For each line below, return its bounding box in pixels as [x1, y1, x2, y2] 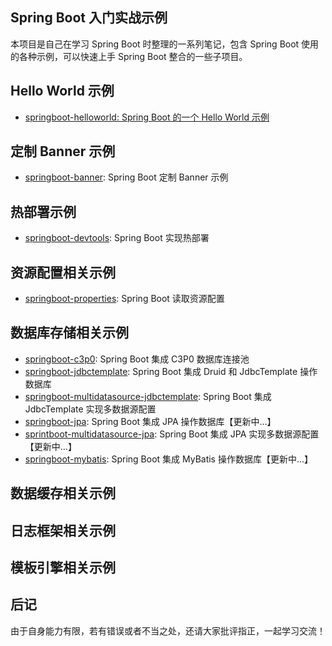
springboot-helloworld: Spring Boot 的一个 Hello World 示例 [24, 111, 270, 123]
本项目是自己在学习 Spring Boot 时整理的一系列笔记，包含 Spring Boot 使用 [10, 38, 320, 50]
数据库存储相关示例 [10, 324, 129, 342]
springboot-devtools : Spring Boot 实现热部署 [24, 232, 210, 244]
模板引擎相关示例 [10, 559, 116, 577]
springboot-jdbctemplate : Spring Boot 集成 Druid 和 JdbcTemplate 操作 [24, 365, 318, 377]
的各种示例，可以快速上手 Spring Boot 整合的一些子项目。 [10, 50, 248, 62]
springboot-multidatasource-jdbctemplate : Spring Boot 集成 [24, 390, 272, 402]
